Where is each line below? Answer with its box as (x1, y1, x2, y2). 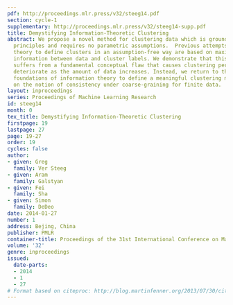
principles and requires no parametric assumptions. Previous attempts (13, 42, 228, 49)
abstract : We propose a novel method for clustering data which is (7, 36, 207, 43)
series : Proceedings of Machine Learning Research (7, 94, 157, 101)
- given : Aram (7, 171, 49, 178)
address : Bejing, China (7, 223, 76, 229)
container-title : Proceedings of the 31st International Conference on (7, 236, 218, 243)
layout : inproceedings (7, 87, 73, 94)
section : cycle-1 (7, 17, 58, 24)
